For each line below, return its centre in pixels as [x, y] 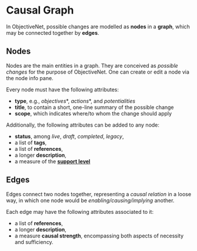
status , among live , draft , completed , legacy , [69, 136]
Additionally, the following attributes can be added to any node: [83, 125]
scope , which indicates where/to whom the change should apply [93, 113]
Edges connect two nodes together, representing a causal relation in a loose [99, 194]
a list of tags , [31, 143]
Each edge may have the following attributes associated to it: [80, 212]
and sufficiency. [34, 242]
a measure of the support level [52, 161]
